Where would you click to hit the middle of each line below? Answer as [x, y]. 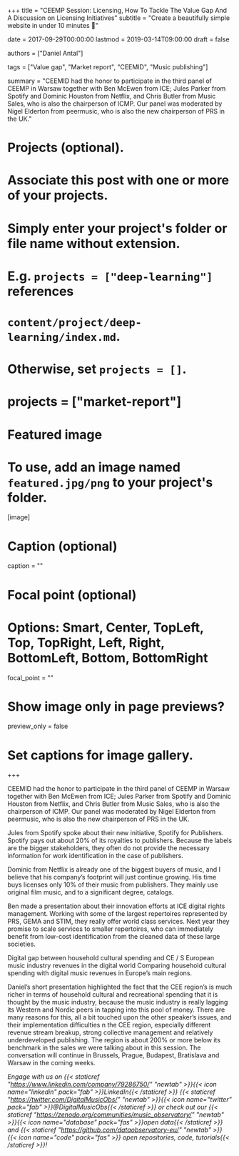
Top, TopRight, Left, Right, [86, 643]
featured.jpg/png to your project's [110, 482]
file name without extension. [94, 243]
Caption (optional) [62, 546]
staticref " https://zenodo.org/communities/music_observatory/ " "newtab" [116, 1115]
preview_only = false [38, 726]
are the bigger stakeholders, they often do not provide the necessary [109, 848]
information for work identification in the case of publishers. [95, 856]
